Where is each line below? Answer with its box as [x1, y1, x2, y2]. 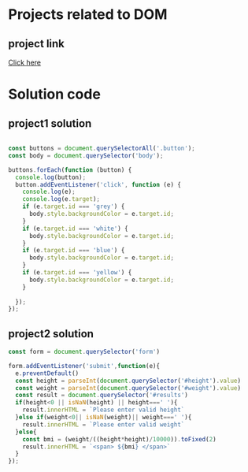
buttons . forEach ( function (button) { [8, 165, 132, 174]
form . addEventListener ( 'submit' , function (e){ [8, 362, 160, 370]
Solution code [8, 85, 101, 103]
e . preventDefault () [15, 369, 80, 377]
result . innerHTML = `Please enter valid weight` [22, 420, 185, 429]
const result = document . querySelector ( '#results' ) [15, 392, 189, 400]
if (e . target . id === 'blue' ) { [22, 247, 125, 255]
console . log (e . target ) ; [22, 195, 101, 203]
